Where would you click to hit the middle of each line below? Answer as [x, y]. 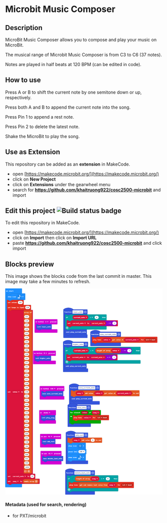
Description [24, 28]
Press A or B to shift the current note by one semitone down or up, [73, 92]
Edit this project [30, 211]
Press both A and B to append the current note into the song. [68, 107]
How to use [23, 80]
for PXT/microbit [29, 515]
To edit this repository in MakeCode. [42, 223]
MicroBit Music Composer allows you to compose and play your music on [81, 40]
